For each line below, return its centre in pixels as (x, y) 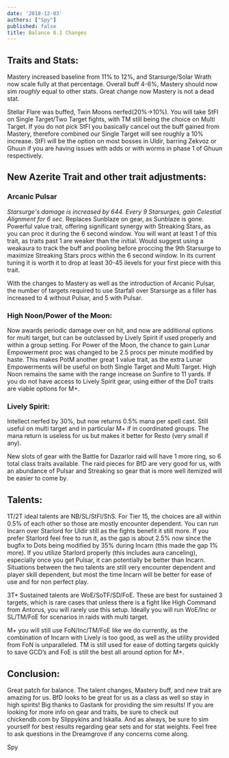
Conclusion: (33, 673)
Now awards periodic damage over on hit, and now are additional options (110, 330)
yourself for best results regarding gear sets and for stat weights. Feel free (112, 726)
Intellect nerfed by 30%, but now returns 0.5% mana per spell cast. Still (108, 421)
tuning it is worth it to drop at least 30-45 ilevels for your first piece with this (114, 262)
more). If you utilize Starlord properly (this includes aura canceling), (102, 553)
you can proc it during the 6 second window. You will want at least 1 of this (112, 233)
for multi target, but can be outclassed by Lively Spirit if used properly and (112, 338)
